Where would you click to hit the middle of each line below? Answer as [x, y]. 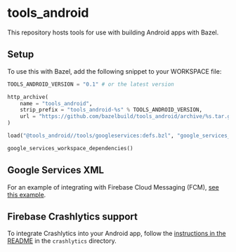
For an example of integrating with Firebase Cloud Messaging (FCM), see [113, 187]
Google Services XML [55, 170]
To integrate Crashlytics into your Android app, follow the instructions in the [117, 234]
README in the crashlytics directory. [62, 241]
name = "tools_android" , [56, 103]
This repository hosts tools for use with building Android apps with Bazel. [113, 32]
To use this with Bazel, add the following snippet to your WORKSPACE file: [114, 71]
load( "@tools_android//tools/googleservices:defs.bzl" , [91, 135]
